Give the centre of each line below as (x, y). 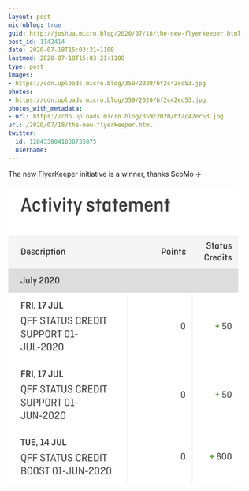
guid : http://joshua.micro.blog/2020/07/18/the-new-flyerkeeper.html (125, 33)
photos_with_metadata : (45, 108)
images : (21, 75)
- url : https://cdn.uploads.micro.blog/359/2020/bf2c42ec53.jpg (116, 117)
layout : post (30, 17)
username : (31, 150)
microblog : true (35, 25)
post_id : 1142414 (37, 42)
